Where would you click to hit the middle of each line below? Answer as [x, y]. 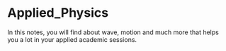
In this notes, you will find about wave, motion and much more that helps [113, 32]
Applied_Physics [58, 13]
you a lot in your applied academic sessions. [72, 39]
